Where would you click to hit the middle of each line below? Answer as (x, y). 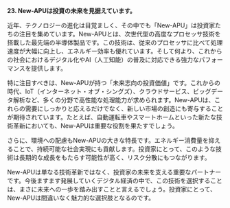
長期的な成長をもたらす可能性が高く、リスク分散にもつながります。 (115, 158)
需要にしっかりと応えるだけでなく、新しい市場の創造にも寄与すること (124, 108)
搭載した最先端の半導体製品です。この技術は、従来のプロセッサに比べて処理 (115, 43)
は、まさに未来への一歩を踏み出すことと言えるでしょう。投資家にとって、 (112, 189)
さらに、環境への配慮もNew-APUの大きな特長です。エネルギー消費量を (108, 140)
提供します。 (49, 68)
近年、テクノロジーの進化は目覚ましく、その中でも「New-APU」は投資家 (111, 25)
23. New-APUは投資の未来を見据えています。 (71, 11)
